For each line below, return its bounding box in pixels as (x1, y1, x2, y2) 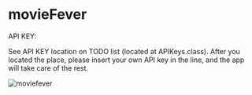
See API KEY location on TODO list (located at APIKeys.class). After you (8, 46, 240, 56)
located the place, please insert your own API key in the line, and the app (8, 55, 245, 64)
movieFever (8, 5, 87, 24)
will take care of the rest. (8, 63, 89, 72)
